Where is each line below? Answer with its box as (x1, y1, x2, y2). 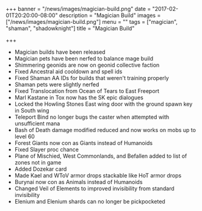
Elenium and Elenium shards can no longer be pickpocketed (14, 198, 165, 205)
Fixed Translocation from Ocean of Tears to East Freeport (14, 87, 160, 94)
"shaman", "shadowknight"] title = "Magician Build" (5, 24, 135, 32)
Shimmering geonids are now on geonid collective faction (14, 61, 160, 68)
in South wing (14, 107, 49, 114)
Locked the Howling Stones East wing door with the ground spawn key (14, 100, 193, 108)
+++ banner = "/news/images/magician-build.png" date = (5, 6, 151, 12)
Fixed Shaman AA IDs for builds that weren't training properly (14, 75, 169, 81)
